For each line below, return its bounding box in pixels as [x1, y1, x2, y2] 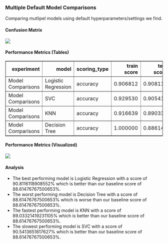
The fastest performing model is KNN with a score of [12, 207, 121, 213]
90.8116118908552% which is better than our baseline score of [12, 181, 142, 187]
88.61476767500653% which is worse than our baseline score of [12, 197, 147, 203]
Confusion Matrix [5, 27, 42, 33]
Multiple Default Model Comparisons [5, 4, 96, 11]
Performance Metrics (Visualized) [5, 142, 77, 148]
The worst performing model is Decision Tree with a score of [12, 191, 138, 197]
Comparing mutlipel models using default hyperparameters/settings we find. [5, 16, 162, 22]
